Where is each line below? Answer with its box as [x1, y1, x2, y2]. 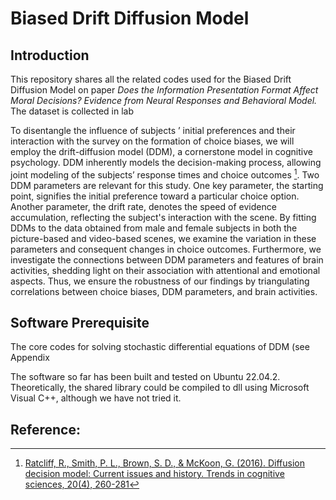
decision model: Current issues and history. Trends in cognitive [24, 468, 285, 480]
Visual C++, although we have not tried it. [10, 392, 182, 404]
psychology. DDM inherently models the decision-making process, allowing [10, 157, 322, 168]
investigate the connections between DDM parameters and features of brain [10, 253, 324, 266]
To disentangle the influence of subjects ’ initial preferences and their [10, 125, 296, 136]
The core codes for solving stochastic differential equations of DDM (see [10, 341, 310, 353]
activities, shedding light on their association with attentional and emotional [10, 264, 321, 276]
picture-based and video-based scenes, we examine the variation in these [10, 232, 317, 244]
